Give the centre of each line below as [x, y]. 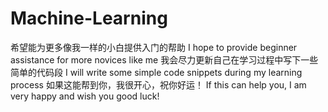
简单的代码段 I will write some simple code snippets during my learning [156, 72]
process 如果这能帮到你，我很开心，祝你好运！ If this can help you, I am [158, 84]
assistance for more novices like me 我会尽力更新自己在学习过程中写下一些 [164, 59]
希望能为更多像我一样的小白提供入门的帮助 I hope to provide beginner [154, 47]
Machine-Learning [89, 18]
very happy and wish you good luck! [85, 96]
